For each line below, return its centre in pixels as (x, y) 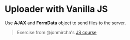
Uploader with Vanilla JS (56, 9)
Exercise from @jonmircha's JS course (57, 32)
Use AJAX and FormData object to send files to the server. (65, 23)
